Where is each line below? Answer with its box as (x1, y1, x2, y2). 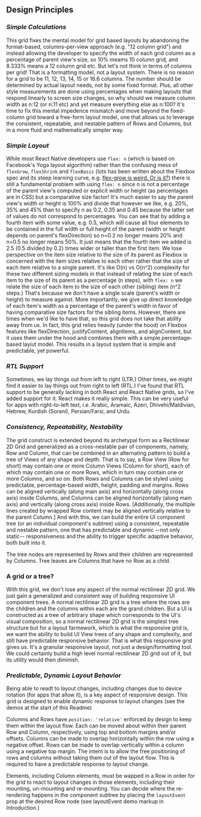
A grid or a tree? (6, 572, 54, 580)
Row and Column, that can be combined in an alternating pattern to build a (6, 449, 190, 457)
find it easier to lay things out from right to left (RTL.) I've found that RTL (6, 382, 185, 389)
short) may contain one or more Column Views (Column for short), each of (6, 462, 190, 469)
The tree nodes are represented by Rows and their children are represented (6, 551, 193, 558)
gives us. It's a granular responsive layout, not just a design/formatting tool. (6, 643, 193, 650)
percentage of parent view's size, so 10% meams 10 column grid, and (6, 55, 178, 63)
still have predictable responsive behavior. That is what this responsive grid (6, 637, 193, 644)
